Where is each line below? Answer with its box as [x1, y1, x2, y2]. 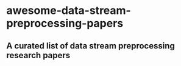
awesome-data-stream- [6, 4, 131, 18]
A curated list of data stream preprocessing [6, 41, 176, 51]
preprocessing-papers [6, 16, 124, 30]
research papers [6, 50, 71, 61]
